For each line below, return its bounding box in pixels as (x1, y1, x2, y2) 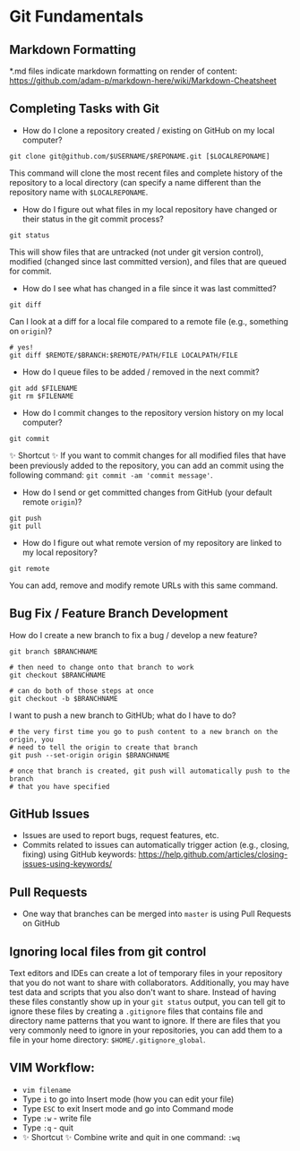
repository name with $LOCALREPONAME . (9, 186, 149, 197)
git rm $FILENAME (9, 392, 74, 401)
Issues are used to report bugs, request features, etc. (21, 830, 219, 841)
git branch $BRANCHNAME (9, 647, 99, 656)
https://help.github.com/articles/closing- (138, 849, 288, 860)
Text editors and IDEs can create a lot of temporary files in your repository (9, 968, 283, 979)
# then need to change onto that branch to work (9, 662, 194, 671)
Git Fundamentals (9, 6, 144, 27)
